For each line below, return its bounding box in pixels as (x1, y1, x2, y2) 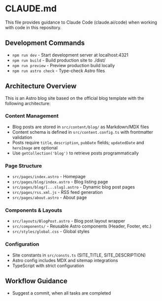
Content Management (5, 113, 59, 119)
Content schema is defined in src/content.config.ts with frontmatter (12, 129, 154, 135)
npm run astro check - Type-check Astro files (12, 68, 105, 74)
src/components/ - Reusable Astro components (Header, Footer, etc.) (12, 223, 152, 229)
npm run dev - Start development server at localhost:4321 (12, 52, 129, 58)
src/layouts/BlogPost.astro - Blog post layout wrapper (12, 218, 126, 224)
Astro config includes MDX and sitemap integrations (12, 257, 118, 263)
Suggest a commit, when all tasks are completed (12, 290, 111, 296)
